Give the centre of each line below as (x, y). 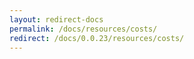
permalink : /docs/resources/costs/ (83, 29)
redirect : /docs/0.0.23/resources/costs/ (97, 38)
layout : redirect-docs (56, 19)
